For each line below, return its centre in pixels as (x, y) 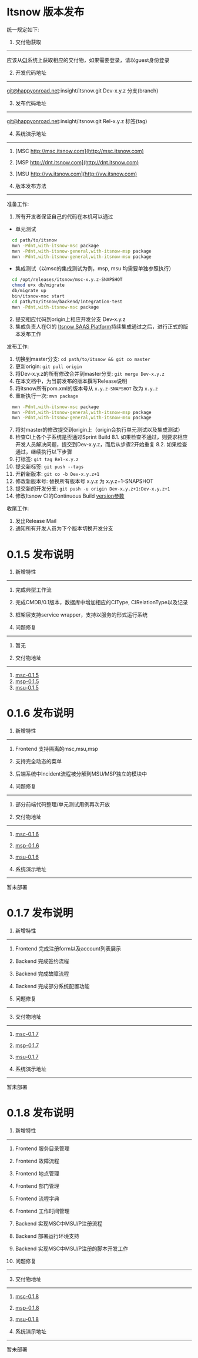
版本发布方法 (31, 186)
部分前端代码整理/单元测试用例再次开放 (63, 804)
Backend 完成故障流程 (42, 974)
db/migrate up (29, 291)
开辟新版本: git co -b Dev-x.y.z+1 (57, 474)
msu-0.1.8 (27, 1319)
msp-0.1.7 (27, 1045)
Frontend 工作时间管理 (42, 1211)
